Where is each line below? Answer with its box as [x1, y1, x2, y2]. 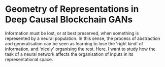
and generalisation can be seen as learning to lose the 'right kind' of [5, 40, 144, 46]
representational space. [5, 56, 53, 62]
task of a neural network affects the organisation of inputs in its [5, 51, 134, 57]
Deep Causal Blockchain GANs [5, 14, 133, 25]
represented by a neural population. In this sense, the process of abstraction [5, 35, 161, 41]
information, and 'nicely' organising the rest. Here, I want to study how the [5, 46, 156, 52]
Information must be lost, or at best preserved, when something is [5, 30, 139, 36]
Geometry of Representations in [5, 3, 139, 15]
